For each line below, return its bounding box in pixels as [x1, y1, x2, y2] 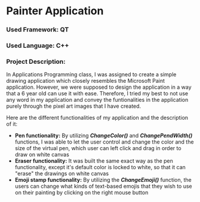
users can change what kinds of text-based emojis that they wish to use [14, 183, 192, 190]
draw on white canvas [14, 151, 70, 159]
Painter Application [6, 4, 104, 18]
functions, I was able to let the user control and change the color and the [14, 138, 194, 145]
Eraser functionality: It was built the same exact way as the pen [14, 157, 173, 164]
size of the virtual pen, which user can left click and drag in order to [14, 145, 181, 152]
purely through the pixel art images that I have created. [6, 102, 141, 110]
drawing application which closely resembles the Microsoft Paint [6, 77, 165, 85]
